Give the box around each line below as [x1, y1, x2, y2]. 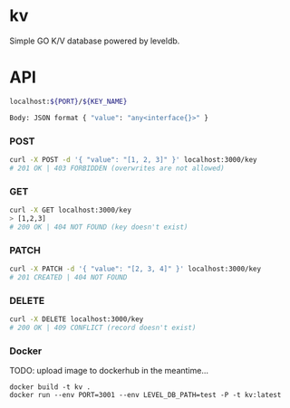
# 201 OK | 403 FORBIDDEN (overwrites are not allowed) [9, 164, 225, 173]
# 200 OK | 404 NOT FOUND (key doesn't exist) [9, 223, 188, 232]
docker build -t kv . [9, 382, 92, 392]
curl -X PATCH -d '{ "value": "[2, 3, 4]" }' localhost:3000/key [9, 264, 261, 273]
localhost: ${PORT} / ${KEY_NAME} [9, 97, 128, 106]
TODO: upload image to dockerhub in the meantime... [9, 365, 209, 375]
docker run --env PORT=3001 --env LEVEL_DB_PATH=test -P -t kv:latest [9, 390, 282, 399]
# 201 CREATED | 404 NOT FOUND [9, 272, 128, 281]
